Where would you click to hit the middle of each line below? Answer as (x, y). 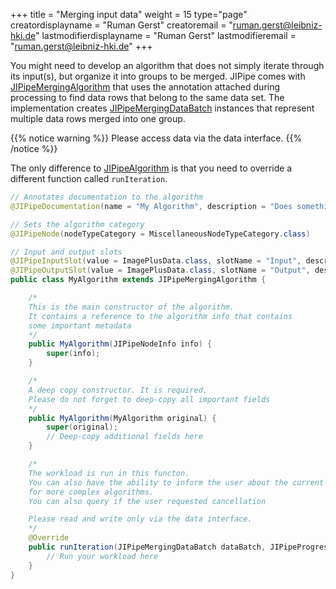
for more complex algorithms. (91, 492)
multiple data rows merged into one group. (98, 118)
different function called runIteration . (89, 178)
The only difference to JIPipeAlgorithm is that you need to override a (151, 168)
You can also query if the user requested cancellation (147, 501)
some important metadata (80, 325)
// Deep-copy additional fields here (124, 437)
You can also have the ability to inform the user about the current (176, 482)
